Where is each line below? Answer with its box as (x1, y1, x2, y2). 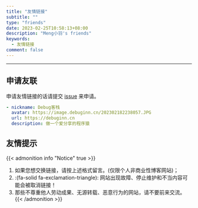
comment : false (6, 47, 44, 53)
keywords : (6, 36, 31, 42)
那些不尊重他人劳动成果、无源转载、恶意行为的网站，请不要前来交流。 (14, 189, 186, 196)
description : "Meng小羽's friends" (6, 31, 92, 37)
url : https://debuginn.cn (11, 115, 75, 121)
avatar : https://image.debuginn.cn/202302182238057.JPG (11, 110, 151, 115)
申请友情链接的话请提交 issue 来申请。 (6, 93, 100, 100)
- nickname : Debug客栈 (6, 104, 60, 110)
